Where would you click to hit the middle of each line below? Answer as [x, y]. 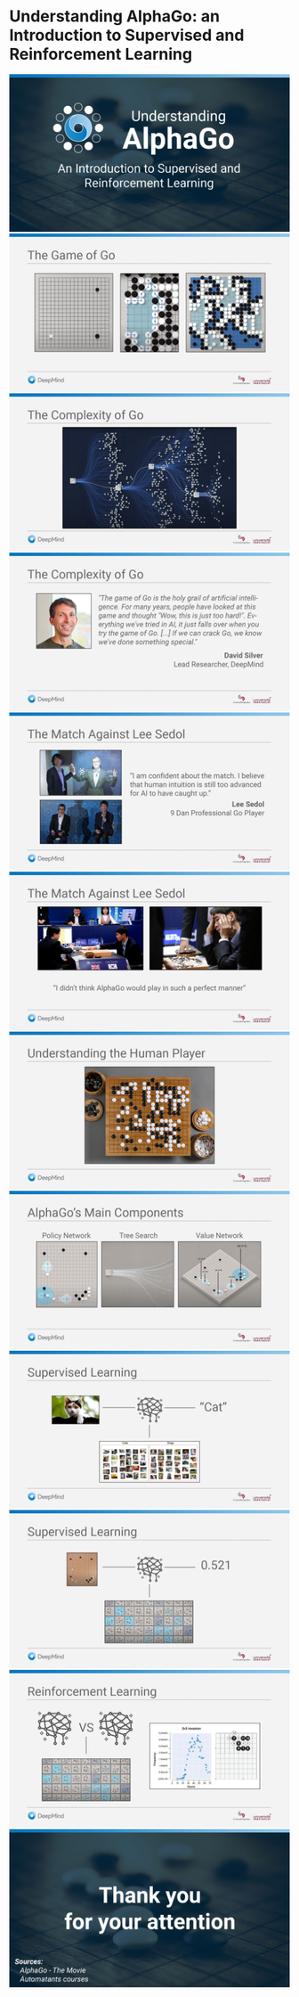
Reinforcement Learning [101, 54]
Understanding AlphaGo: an [115, 16]
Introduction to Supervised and [127, 35]
